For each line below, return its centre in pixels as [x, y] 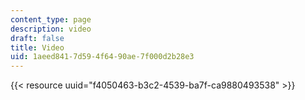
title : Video [37, 47]
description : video [51, 29]
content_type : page [51, 19]
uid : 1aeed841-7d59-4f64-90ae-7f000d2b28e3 [102, 57]
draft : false [37, 38]
